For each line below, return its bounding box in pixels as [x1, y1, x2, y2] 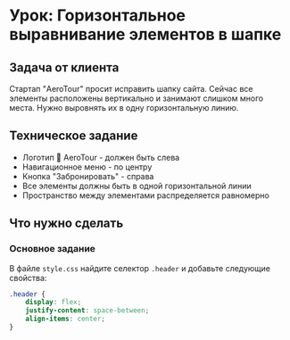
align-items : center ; [25, 314, 105, 324]
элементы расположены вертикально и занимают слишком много [9, 93, 264, 104]
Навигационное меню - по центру [21, 162, 153, 172]
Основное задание [9, 243, 96, 255]
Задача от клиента [9, 60, 120, 75]
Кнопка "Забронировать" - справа [21, 170, 154, 181]
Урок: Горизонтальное [9, 5, 186, 26]
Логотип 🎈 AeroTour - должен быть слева [21, 152, 180, 162]
